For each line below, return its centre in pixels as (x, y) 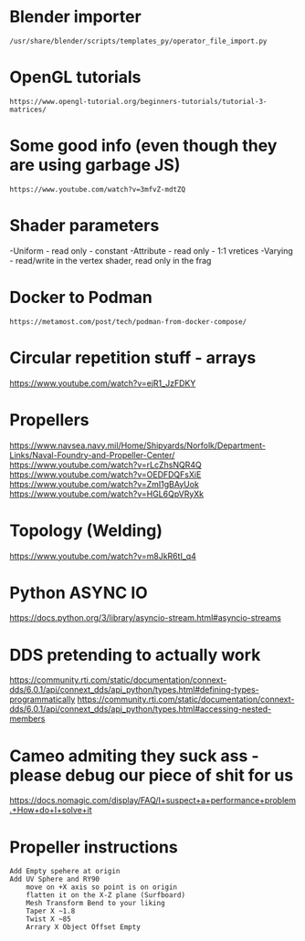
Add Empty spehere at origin (65, 872)
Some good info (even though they (143, 146)
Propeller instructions (94, 847)
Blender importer (75, 17)
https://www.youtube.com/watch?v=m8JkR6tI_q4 (103, 556)
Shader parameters (84, 225)
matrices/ (28, 110)
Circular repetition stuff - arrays (133, 357)
